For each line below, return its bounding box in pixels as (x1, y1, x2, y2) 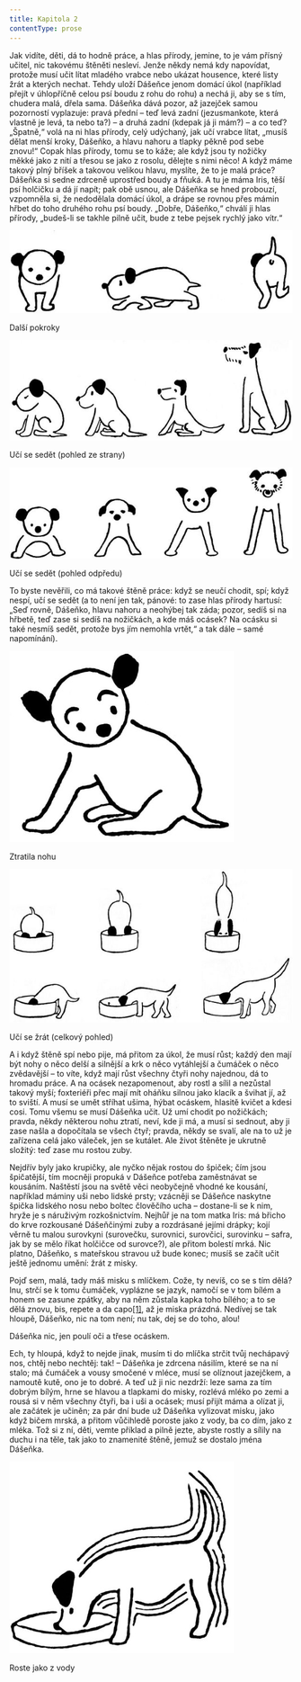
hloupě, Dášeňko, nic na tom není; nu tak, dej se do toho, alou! (9, 1313, 241, 1324)
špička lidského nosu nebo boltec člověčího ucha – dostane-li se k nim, (9, 1201, 273, 1212)
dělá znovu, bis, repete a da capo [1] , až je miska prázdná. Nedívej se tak (9, 1304, 277, 1315)
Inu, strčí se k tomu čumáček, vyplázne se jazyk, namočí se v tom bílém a (9, 1284, 281, 1295)
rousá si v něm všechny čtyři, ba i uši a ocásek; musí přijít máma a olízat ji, (9, 1396, 285, 1407)
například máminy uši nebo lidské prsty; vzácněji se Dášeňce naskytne (9, 1191, 271, 1202)
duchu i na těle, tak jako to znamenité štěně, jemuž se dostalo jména (9, 1435, 262, 1445)
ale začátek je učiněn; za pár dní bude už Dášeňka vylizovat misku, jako (9, 1406, 275, 1417)
